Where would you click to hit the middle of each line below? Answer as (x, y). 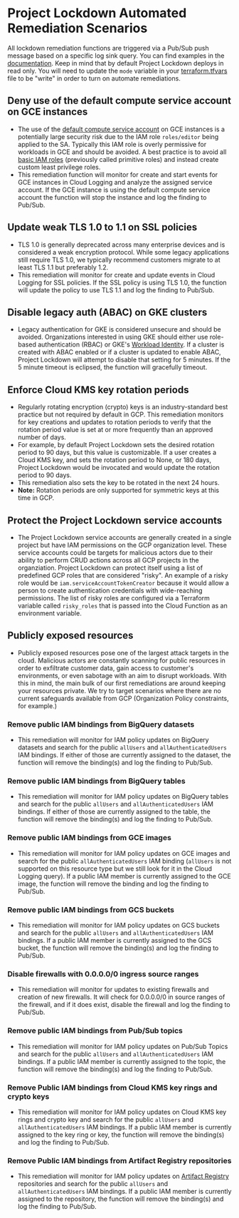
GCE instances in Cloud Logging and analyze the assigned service (115, 182)
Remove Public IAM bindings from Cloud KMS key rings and (112, 1087)
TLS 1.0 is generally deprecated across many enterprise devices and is (121, 245)
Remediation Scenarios (78, 28)
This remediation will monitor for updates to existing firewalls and (113, 990)
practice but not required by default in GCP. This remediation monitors (121, 414)
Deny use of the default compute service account (119, 101)
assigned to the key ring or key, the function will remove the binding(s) (121, 1135)
